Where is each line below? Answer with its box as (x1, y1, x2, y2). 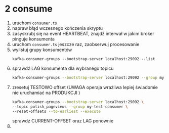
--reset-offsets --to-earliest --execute (12, 109, 101, 114)
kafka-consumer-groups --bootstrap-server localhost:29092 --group (12, 75, 157, 80)
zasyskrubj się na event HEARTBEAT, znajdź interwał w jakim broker (12, 30, 155, 36)
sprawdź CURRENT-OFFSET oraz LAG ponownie (12, 118, 114, 124)
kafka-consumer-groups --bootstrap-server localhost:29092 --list (12, 56, 155, 61)
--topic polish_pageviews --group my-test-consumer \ (12, 104, 128, 109)
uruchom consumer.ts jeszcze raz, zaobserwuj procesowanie (12, 41, 140, 47)
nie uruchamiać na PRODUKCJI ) (12, 90, 80, 96)
